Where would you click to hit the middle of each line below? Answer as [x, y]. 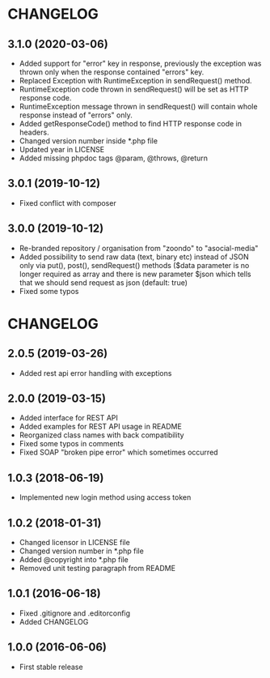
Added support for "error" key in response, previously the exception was [140, 63]
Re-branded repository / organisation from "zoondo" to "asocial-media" [139, 248]
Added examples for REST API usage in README [101, 427]
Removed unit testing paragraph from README [97, 569]
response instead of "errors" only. [76, 115]
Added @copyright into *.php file [74, 560]
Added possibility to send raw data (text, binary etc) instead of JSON [134, 257]
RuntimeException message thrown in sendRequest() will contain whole [138, 107]
